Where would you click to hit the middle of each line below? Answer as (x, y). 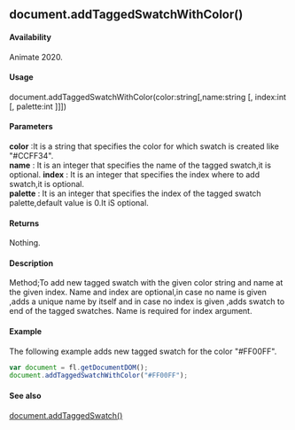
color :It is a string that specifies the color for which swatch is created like (144, 146)
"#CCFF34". (31, 156)
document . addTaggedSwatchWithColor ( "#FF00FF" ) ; (99, 376)
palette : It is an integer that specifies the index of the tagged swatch (135, 193)
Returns (24, 223)
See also (25, 395)
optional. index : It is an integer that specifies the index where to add (134, 175)
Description (31, 263)
